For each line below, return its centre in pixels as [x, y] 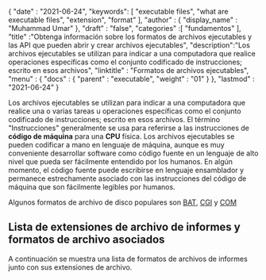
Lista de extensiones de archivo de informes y [124, 227]
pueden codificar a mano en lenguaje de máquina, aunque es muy [116, 145]
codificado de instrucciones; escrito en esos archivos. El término [114, 119]
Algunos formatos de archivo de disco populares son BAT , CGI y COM [122, 202]
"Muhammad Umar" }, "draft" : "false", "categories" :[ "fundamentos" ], [125, 28]
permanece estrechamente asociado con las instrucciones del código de [127, 178]
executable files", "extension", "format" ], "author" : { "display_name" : [123, 20]
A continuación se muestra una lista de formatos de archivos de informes [128, 259]
